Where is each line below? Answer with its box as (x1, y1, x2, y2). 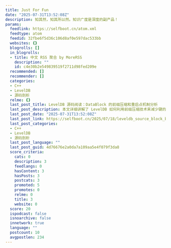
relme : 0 (14, 192, 33, 197)
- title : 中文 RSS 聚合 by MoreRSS (10, 54, 82, 60)
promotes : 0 (14, 187, 40, 192)
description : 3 (14, 159, 47, 164)
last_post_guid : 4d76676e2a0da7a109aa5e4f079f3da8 (10, 145, 120, 150)
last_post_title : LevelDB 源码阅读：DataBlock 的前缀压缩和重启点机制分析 (10, 102, 158, 107)
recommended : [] (10, 69, 44, 74)
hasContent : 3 (14, 169, 44, 174)
